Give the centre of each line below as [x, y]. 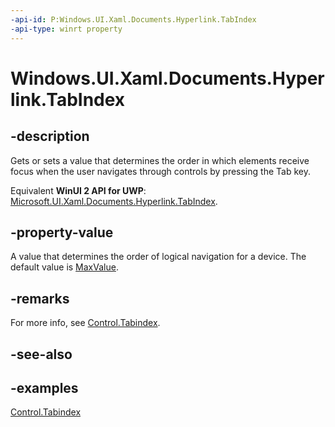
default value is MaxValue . [64, 267]
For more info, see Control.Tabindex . [85, 323]
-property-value [62, 232]
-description [50, 136]
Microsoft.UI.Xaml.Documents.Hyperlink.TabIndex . [114, 201]
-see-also [41, 354]
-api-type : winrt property [66, 29]
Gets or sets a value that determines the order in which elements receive [160, 160]
